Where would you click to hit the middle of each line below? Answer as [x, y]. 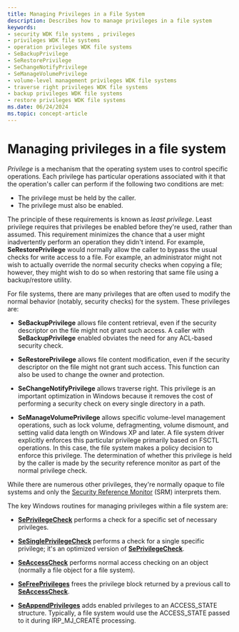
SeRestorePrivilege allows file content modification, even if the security [124, 359]
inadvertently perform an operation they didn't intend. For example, [106, 242]
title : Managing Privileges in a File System [76, 14]
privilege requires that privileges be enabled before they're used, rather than [120, 226]
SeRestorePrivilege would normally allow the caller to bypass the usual [112, 249]
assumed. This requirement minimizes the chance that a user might [106, 234]
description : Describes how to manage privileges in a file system [110, 21]
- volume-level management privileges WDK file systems [92, 80]
